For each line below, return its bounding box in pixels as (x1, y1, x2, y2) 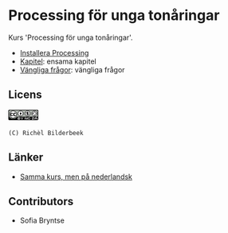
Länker (8, 150, 44, 165)
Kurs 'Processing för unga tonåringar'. (8, 33, 133, 42)
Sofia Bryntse (19, 216, 65, 225)
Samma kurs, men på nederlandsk (19, 172, 133, 181)
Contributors (8, 194, 74, 208)
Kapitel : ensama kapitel (19, 56, 97, 66)
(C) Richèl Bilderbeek (8, 129, 84, 137)
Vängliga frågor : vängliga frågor (19, 64, 125, 74)
